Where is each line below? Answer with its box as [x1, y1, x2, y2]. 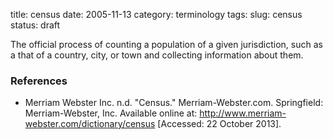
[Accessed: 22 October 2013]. [157, 118, 282, 130]
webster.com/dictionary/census [24, 118, 156, 130]
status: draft [10, 19, 61, 31]
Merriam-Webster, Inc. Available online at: [24, 107, 198, 119]
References [10, 74, 68, 88]
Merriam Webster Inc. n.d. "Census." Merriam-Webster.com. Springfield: [24, 97, 324, 109]
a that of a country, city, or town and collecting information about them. [10, 49, 304, 61]
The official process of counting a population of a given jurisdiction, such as [10, 39, 323, 50]
